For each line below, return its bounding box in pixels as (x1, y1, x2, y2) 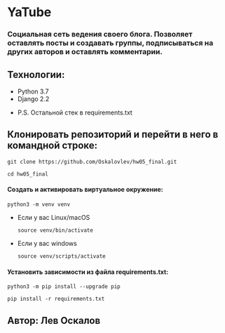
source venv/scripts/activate (17, 252, 107, 260)
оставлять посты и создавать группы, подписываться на (7, 38, 214, 48)
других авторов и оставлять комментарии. (7, 47, 163, 57)
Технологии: (7, 68, 65, 81)
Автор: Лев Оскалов (7, 314, 101, 327)
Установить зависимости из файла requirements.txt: (7, 268, 169, 276)
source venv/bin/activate (17, 226, 93, 234)
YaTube (7, 4, 52, 20)
